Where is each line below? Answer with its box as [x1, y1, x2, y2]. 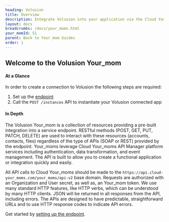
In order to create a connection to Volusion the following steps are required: [5, 84, 162, 90]
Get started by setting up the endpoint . [5, 211, 86, 217]
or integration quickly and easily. [5, 159, 73, 165]
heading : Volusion [5, 7, 44, 13]
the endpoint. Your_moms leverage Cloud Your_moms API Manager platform [5, 143, 163, 149]
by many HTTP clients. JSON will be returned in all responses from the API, [5, 190, 161, 196]
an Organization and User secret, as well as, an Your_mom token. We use [5, 180, 157, 186]
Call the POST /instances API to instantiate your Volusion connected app [12, 99, 162, 105]
